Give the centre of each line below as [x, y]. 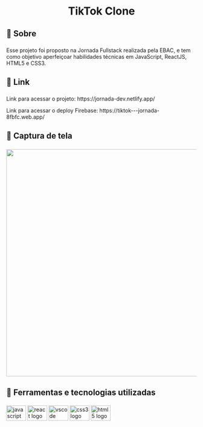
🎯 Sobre [21, 34]
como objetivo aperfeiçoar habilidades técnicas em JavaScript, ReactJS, [97, 56]
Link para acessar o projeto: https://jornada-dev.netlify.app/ [81, 99]
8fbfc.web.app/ [26, 117]
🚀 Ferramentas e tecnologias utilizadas [81, 392]
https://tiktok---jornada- [130, 110]
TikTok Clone [101, 11]
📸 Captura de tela [39, 136]
